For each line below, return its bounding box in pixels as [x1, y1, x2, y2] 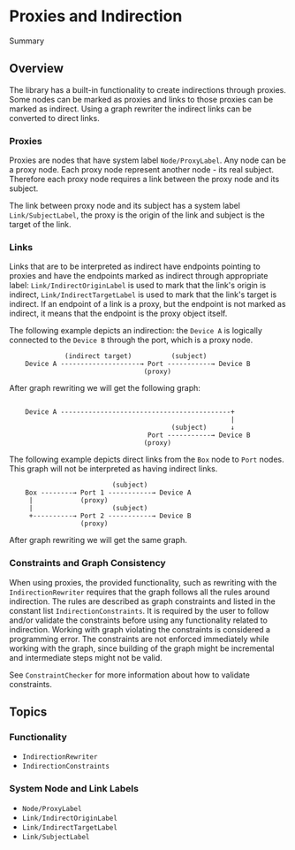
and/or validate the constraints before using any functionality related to [9, 615, 268, 625]
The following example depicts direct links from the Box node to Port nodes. [9, 454, 284, 465]
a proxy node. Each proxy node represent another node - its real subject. [9, 165, 275, 175]
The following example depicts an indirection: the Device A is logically [9, 325, 263, 336]
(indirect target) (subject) [64, 352, 208, 361]
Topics [9, 705, 48, 720]
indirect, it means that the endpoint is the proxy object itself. [9, 308, 228, 319]
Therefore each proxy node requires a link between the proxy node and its [9, 174, 280, 185]
